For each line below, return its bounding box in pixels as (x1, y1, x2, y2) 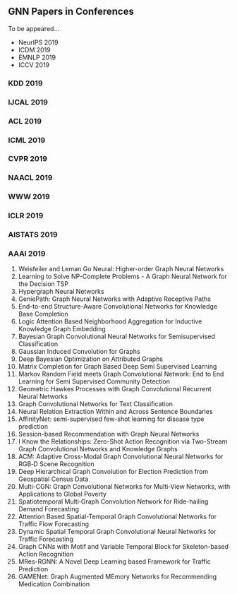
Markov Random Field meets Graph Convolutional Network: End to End (18, 370, 224, 379)
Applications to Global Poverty (18, 490, 107, 499)
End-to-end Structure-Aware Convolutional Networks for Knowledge (18, 302, 218, 311)
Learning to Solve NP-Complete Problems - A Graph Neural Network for (18, 272, 228, 281)
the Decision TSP (18, 280, 69, 288)
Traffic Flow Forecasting (18, 520, 90, 528)
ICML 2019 (8, 135, 46, 145)
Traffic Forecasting (18, 535, 73, 543)
